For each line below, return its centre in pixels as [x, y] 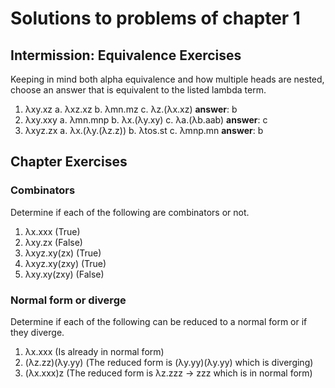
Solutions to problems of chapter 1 [155, 18]
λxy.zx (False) [53, 242]
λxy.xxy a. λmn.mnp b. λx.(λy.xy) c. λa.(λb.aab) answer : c [146, 120]
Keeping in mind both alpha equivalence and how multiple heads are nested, [167, 79]
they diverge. [37, 332]
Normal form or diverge [68, 300]
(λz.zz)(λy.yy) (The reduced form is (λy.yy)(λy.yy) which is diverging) [169, 362]
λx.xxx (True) [52, 231]
